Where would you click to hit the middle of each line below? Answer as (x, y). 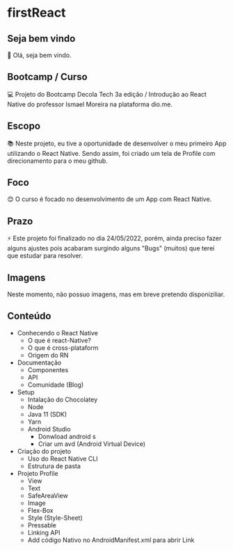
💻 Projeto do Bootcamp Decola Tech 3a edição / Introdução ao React (107, 94)
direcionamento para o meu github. (57, 161)
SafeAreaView (48, 495)
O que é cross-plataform (63, 348)
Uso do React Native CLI (63, 458)
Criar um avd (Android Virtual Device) (92, 444)
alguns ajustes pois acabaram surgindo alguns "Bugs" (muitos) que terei (111, 248)
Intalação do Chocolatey (63, 399)
